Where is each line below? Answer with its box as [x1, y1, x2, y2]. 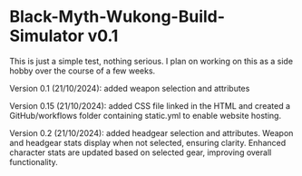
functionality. [9, 156, 59, 167]
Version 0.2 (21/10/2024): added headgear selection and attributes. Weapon [9, 127, 294, 138]
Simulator [9, 25, 84, 46]
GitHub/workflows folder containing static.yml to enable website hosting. [9, 110, 282, 121]
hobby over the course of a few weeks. [9, 65, 156, 76]
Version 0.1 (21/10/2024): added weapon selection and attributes [9, 83, 250, 93]
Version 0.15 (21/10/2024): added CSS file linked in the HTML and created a [9, 100, 291, 111]
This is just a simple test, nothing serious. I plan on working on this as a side [9, 55, 293, 66]
